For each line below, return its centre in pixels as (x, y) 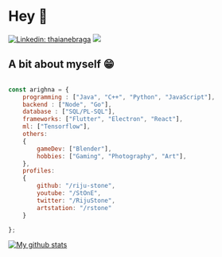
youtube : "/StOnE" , (69, 193)
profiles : (39, 171)
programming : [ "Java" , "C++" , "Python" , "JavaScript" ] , (119, 97)
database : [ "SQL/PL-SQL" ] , (69, 112)
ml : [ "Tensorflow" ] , (56, 127)
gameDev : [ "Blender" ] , (74, 149)
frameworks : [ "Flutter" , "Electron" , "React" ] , (103, 119)
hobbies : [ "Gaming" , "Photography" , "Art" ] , (112, 156)
